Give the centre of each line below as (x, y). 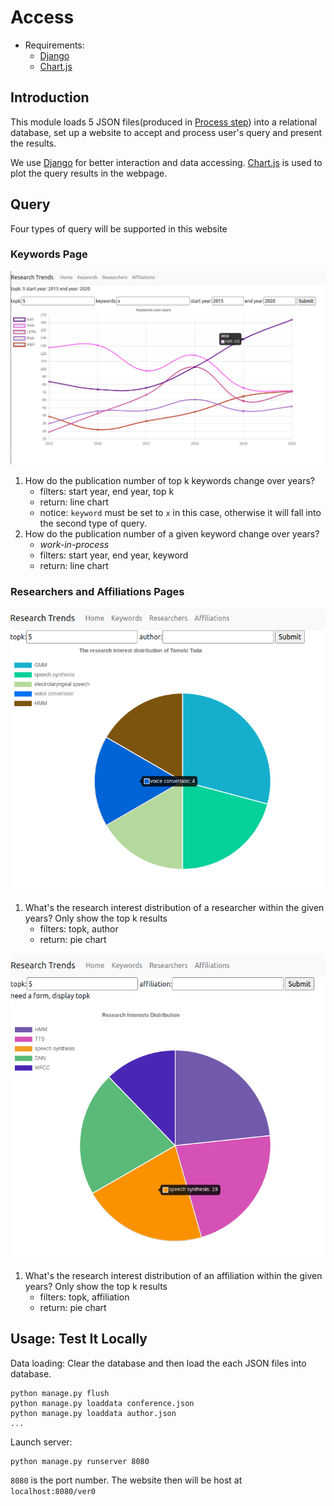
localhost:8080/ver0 (53, 1491)
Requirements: (54, 45)
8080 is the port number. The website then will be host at (126, 1480)
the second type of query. (93, 523)
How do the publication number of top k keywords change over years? (170, 481)
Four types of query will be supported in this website (119, 228)
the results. (33, 143)
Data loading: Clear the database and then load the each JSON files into (158, 1363)
